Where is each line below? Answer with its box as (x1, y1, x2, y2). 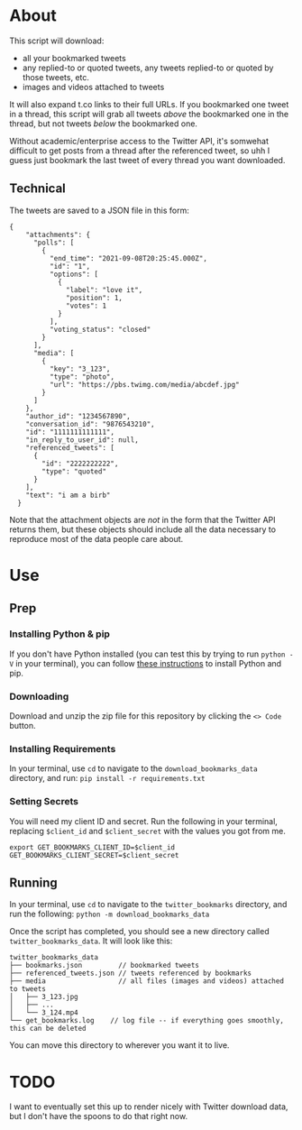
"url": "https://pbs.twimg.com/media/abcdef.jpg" (49, 380, 241, 389)
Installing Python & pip (9, 628, 111, 640)
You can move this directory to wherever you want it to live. (9, 1040, 230, 1051)
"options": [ (49, 270, 99, 279)
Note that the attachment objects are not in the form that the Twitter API (9, 514, 277, 525)
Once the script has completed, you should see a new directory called (9, 926, 270, 937)
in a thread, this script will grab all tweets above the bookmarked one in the (9, 108, 289, 119)
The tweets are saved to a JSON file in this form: (9, 205, 189, 216)
